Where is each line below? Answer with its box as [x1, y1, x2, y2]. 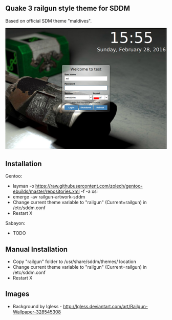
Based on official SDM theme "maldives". [5, 17, 92, 24]
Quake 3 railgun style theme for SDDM [5, 4, 131, 13]
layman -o [12, 183, 34, 189]
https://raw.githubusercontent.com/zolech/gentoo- [35, 183, 143, 189]
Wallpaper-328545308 [12, 309, 61, 315]
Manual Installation [5, 245, 68, 253]
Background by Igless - [12, 303, 62, 309]
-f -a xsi [80, 188, 98, 194]
